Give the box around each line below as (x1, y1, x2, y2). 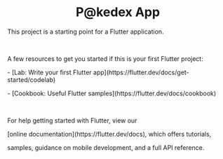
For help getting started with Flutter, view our (7, 116, 137, 125)
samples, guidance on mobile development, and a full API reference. (7, 143, 205, 151)
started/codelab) (7, 75, 56, 84)
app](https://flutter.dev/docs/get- (93, 68, 189, 76)
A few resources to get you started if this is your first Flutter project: (7, 54, 203, 63)
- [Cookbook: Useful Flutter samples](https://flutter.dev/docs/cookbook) (7, 89, 217, 97)
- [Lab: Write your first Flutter (7, 68, 93, 76)
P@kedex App (76, 4, 160, 20)
